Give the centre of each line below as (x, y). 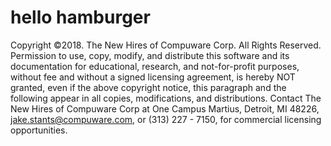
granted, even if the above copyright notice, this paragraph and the (148, 87)
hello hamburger (80, 17)
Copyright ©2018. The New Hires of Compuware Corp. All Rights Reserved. (166, 45)
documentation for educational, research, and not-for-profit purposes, (155, 66)
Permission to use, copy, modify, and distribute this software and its (150, 55)
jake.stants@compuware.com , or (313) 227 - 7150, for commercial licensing (166, 119)
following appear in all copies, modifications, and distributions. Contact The (166, 98)
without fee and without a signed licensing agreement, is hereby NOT (153, 77)
